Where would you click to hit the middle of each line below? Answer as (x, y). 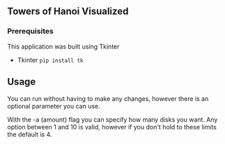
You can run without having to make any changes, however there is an (108, 98)
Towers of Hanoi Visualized (68, 11)
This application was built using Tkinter (63, 46)
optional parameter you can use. (54, 106)
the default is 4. (30, 134)
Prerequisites (30, 31)
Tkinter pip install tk (50, 60)
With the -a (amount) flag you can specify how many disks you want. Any (113, 119)
